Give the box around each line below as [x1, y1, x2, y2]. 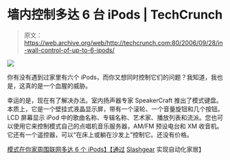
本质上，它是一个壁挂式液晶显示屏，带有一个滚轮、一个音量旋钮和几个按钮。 [7, 104, 224, 113]
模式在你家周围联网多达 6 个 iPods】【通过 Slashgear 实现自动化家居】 [7, 145, 205, 153]
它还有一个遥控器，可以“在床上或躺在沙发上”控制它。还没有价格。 [7, 130, 194, 139]
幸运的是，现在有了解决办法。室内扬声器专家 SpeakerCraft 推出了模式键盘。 [7, 96, 223, 104]
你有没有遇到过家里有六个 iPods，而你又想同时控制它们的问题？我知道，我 [7, 73, 218, 81]
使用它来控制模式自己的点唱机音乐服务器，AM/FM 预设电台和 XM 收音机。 [12, 122, 223, 130]
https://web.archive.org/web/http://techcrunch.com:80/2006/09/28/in [23, 38, 223, 47]
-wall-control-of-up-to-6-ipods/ [23, 46, 115, 54]
